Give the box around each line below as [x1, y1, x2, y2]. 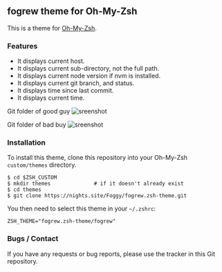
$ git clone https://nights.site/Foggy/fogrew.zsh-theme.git [7, 192, 187, 199]
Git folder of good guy [7, 107, 71, 116]
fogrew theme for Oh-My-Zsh [7, 6, 138, 17]
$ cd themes [7, 186, 41, 193]
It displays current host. [17, 57, 85, 65]
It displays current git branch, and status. [17, 79, 135, 87]
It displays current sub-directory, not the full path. [17, 64, 160, 73]
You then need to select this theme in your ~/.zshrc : [7, 204, 156, 213]
